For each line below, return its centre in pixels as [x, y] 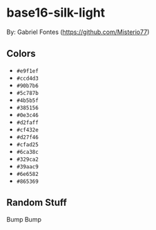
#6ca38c [27, 152]
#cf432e [27, 130]
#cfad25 [27, 144]
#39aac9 [27, 167]
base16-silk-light [56, 13]
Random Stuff [37, 203]
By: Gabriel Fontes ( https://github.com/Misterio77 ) [78, 32]
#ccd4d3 [27, 78]
